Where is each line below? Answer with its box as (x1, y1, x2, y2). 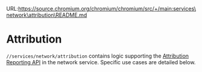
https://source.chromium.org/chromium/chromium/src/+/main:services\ (17, 5, 196, 12)
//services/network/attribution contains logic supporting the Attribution (6, 52, 189, 59)
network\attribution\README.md (6, 11, 87, 19)
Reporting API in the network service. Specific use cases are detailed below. (6, 58, 196, 65)
